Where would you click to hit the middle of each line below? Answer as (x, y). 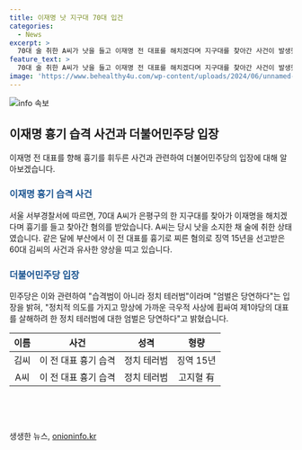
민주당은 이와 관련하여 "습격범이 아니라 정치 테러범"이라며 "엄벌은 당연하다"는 (145, 296)
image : (22, 76)
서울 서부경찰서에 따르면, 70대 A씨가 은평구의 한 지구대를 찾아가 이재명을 (137, 215)
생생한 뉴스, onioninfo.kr (53, 436)
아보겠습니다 (31, 168)
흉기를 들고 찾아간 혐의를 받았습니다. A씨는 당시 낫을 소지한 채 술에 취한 (151, 227)
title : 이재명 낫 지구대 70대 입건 (67, 18)
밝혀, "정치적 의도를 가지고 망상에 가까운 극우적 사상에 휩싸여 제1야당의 (149, 308)
